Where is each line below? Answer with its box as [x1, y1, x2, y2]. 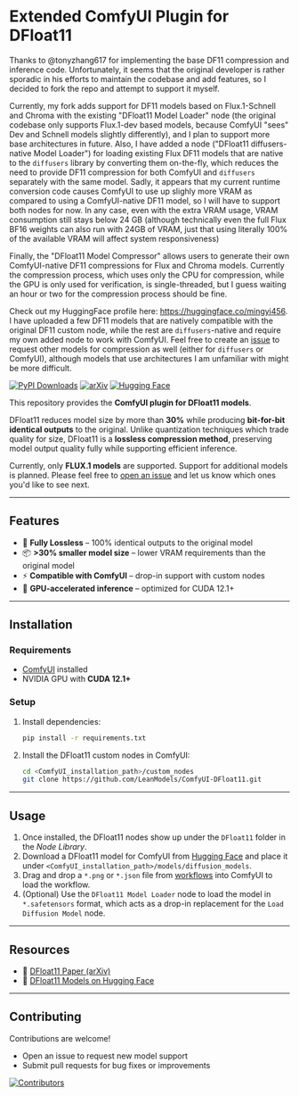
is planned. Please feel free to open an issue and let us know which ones [9, 469, 276, 480]
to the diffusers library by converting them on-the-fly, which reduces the [9, 157, 279, 168]
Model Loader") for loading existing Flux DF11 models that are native [33, 147, 284, 158]
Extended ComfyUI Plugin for [9, 6, 230, 27]
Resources [9, 942, 70, 957]
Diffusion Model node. [21, 908, 106, 918]
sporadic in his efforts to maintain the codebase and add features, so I [9, 73, 267, 84]
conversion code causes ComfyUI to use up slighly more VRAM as [9, 186, 253, 196]
